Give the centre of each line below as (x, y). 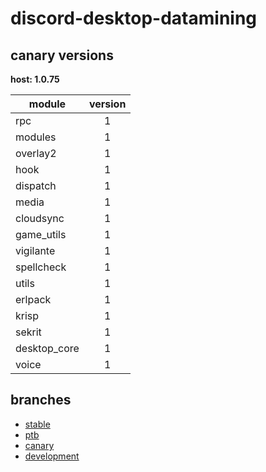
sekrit (28, 332)
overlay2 (36, 153)
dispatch (36, 185)
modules (36, 137)
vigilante (35, 250)
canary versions (62, 55)
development (52, 456)
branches (41, 400)
